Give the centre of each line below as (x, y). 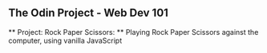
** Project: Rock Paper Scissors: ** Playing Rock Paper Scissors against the (133, 32)
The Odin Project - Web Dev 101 (88, 13)
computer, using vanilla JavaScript (65, 40)
